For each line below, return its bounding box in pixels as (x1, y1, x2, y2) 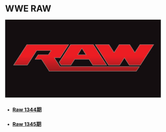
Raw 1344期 (12, 106, 42, 113)
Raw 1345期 (12, 121, 41, 128)
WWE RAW (5, 3, 51, 14)
